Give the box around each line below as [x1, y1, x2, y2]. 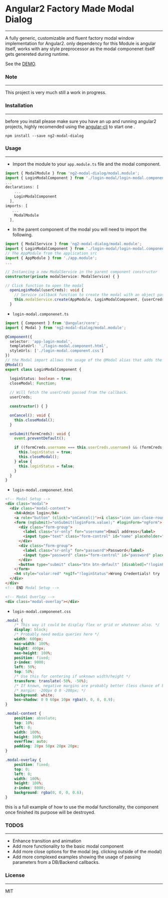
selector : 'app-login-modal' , [9, 339, 72, 344]
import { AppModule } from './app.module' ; [5, 256, 97, 261]
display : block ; [14, 627, 48, 632]
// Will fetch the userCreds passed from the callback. [9, 390, 128, 395]
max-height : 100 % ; [14, 650, 52, 656]
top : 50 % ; [14, 669, 35, 674]
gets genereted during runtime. [5, 51, 69, 57]
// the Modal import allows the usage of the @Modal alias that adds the [5, 358, 162, 363]
